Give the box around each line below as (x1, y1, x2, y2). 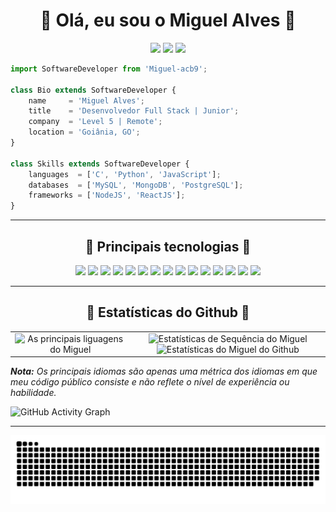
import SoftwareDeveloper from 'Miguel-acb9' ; (10, 64, 208, 74)
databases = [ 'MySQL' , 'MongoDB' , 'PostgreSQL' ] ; (28, 180, 244, 190)
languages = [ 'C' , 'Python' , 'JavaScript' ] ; (28, 169, 222, 179)
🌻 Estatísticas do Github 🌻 (86, 304, 250, 321)
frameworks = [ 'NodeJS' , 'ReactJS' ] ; (28, 190, 186, 201)
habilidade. (10, 387, 57, 399)
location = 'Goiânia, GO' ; (28, 127, 141, 138)
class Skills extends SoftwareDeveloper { (10, 159, 190, 169)
